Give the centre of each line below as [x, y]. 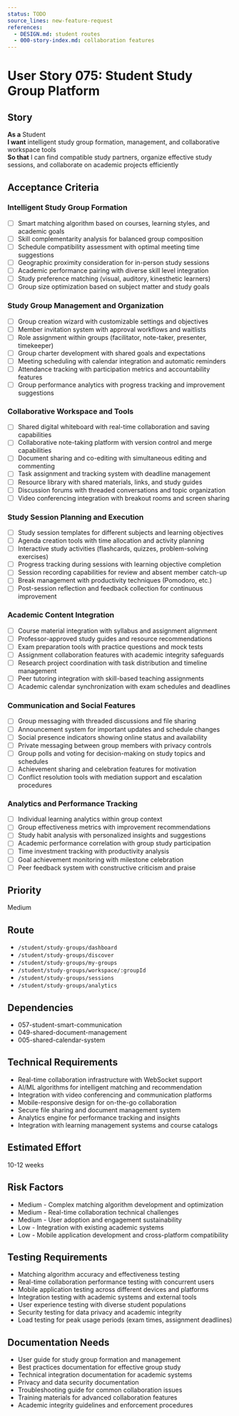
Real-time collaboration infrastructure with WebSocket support [110, 1080]
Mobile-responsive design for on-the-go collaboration [97, 1102]
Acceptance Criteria [53, 187]
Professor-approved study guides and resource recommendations [115, 638]
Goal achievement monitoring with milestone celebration [101, 859]
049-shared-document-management [72, 1033]
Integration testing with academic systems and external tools [107, 1297]
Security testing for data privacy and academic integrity [100, 1312]
